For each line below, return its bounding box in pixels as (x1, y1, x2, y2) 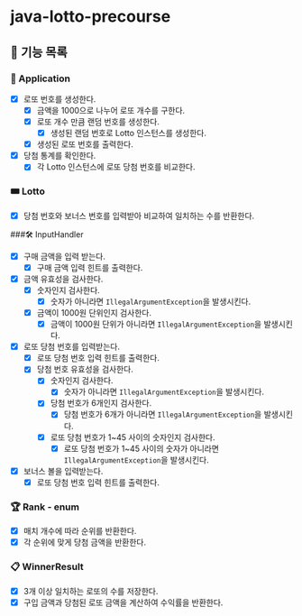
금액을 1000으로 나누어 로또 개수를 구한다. (36, 105, 186, 115)
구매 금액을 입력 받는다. (23, 251, 106, 262)
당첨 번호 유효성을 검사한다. (36, 363, 133, 375)
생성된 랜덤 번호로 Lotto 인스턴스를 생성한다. (50, 128, 206, 139)
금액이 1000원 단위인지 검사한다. (36, 307, 152, 317)
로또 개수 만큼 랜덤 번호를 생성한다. (36, 116, 160, 127)
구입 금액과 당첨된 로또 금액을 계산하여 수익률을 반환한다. (23, 597, 224, 608)
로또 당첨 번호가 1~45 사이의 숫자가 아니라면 (63, 443, 220, 454)
